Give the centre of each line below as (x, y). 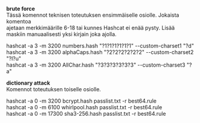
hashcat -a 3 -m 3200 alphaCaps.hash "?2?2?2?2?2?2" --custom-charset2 (100, 52)
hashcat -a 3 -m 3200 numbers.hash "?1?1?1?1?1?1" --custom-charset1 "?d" (100, 46)
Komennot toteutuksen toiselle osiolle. (54, 89)
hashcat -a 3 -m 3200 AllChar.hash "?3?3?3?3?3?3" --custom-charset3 (96, 65)
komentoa (19, 21)
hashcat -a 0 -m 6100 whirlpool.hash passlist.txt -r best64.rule (84, 107)
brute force (21, 9)
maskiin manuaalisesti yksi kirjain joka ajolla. (61, 34)
